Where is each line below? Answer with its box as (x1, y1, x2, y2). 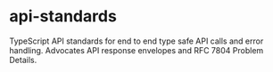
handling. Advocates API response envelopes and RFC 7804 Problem (9, 44, 264, 55)
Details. (9, 54, 37, 65)
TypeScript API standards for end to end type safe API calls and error (9, 36, 264, 46)
